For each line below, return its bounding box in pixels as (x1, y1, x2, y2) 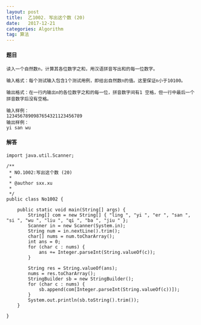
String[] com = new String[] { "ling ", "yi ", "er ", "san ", (28, 212, 191, 218)
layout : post (6, 9, 39, 15)
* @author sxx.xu (8, 180, 53, 186)
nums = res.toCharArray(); (28, 270, 96, 276)
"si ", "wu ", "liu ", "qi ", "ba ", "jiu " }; (6, 217, 129, 224)
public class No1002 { (6, 196, 64, 202)
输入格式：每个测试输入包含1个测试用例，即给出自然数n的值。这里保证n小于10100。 (6, 78, 186, 84)
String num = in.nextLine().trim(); (28, 228, 120, 234)
